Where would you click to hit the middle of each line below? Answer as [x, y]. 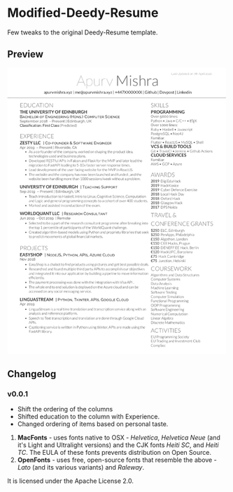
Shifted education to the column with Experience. [88, 417]
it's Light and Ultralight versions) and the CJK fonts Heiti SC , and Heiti [118, 445]
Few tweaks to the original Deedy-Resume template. [83, 32]
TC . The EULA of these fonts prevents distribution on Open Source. [114, 453]
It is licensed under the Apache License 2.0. [71, 481]
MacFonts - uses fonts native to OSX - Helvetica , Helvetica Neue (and [119, 438]
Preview [26, 54]
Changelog [32, 374]
